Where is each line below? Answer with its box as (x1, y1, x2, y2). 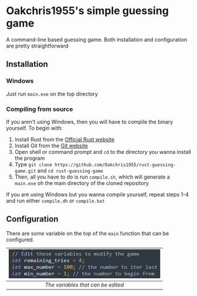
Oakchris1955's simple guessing (6, 4, 169, 18)
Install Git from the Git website (14, 142, 88, 149)
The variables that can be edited (45, 281, 124, 288)
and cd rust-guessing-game (37, 167, 104, 174)
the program (14, 154, 45, 162)
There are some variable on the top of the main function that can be (6, 230, 169, 237)
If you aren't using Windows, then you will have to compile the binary (6, 118, 173, 125)
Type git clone (14, 160, 52, 168)
